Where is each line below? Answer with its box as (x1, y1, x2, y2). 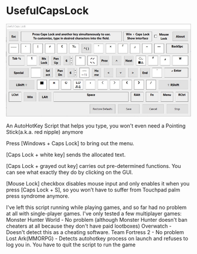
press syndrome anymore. (6, 193, 70, 200)
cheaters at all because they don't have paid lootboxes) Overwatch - (6, 222, 172, 229)
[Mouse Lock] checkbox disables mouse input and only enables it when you (6, 180, 190, 187)
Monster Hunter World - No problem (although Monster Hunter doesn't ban (6, 217, 188, 224)
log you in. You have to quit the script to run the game (6, 241, 136, 248)
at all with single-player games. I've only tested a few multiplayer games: (6, 210, 182, 217)
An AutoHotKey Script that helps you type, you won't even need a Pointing (6, 122, 186, 129)
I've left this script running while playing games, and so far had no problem (6, 204, 187, 211)
